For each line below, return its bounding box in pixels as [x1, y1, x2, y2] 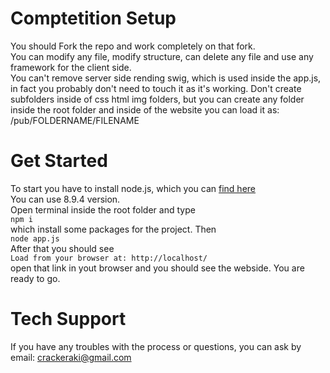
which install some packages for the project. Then [10, 223, 217, 235]
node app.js [10, 233, 60, 244]
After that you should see [10, 242, 115, 254]
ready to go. [10, 272, 61, 284]
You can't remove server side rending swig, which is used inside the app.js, [10, 72, 322, 84]
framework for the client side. [10, 61, 132, 73]
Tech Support [10, 308, 127, 331]
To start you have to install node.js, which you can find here [10, 182, 257, 194]
